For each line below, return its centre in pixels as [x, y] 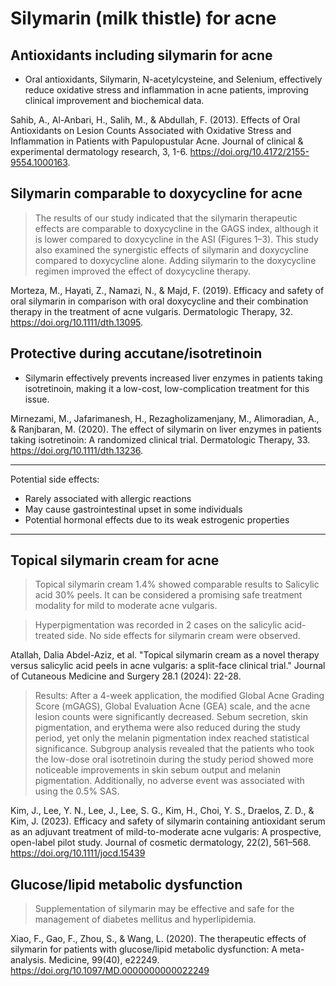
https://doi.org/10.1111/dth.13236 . [77, 450]
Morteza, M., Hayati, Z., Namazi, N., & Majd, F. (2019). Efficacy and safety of [167, 290]
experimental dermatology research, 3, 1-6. [99, 151]
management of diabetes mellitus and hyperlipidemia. [145, 919]
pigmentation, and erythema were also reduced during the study [167, 728]
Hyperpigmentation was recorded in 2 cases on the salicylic [158, 625]
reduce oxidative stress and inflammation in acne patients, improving [166, 90]
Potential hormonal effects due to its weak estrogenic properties [157, 519]
